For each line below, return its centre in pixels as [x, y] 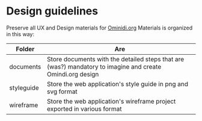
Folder [25, 49]
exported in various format [84, 108]
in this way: [20, 34]
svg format [63, 92]
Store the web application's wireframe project [112, 101]
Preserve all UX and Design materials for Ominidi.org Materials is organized [99, 28]
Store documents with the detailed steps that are [116, 59]
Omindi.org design [73, 74]
